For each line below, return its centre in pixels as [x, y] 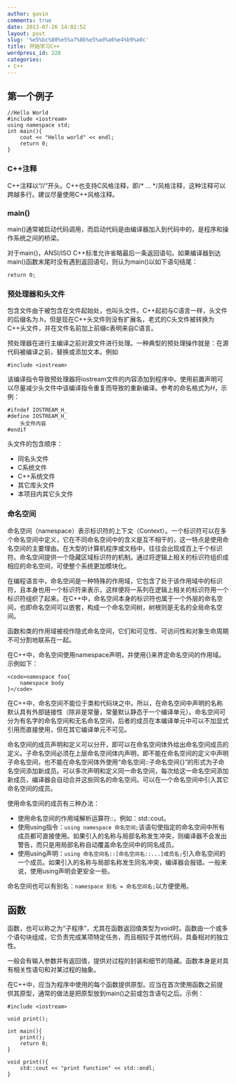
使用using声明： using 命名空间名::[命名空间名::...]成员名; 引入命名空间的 [122, 853]
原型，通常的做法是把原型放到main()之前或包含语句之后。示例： [112, 993]
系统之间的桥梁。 [38, 238]
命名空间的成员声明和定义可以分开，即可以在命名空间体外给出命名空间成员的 [118, 744]
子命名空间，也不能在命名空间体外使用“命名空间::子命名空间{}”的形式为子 [113, 762]
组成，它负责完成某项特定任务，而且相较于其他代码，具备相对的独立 [130, 937]
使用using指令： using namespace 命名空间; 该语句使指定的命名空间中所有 [121, 827]
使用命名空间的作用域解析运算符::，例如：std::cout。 [93, 818]
